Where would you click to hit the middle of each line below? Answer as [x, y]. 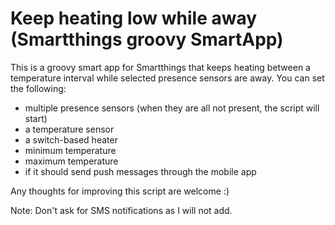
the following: [38, 88]
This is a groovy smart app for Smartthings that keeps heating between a [160, 67]
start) [36, 118]
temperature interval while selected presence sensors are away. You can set [167, 78]
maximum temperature [71, 161]
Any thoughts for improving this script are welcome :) [120, 191]
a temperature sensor [69, 129]
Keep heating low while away [134, 18]
